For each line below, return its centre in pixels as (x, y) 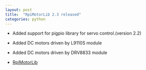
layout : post (19, 10)
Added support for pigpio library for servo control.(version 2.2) (77, 33)
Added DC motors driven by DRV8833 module (60, 52)
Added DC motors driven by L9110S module (57, 43)
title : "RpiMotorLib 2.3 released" (43, 14)
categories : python (25, 19)
